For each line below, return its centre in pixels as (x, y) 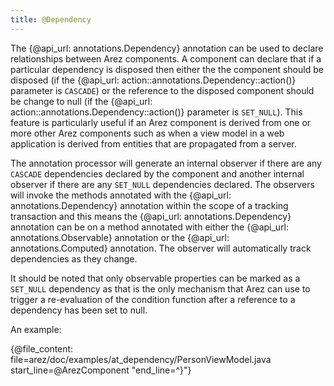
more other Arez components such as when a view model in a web (147, 133)
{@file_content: (42, 348)
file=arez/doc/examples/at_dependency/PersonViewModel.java (141, 359)
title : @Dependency (51, 19)
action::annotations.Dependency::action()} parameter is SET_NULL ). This (156, 112)
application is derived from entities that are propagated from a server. (153, 143)
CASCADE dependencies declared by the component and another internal (157, 173)
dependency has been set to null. (79, 310)
